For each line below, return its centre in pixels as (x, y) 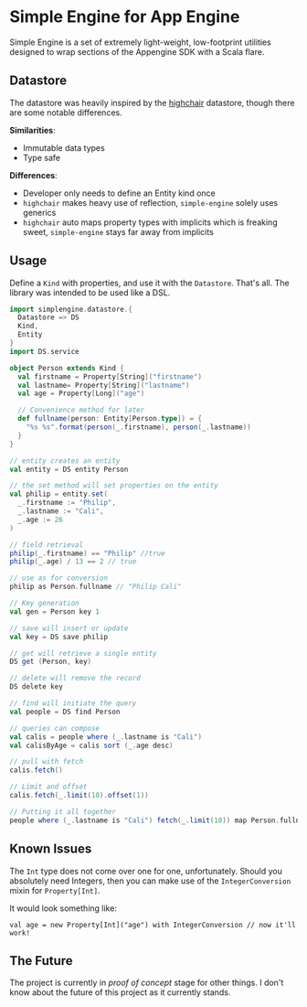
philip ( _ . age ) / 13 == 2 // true (73, 562)
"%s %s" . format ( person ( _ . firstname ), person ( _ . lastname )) (138, 427)
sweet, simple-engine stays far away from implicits (118, 231)
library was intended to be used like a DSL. (90, 292)
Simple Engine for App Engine (125, 17)
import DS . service (44, 351)
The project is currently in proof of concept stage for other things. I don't (147, 983)
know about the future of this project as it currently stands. (120, 992)
